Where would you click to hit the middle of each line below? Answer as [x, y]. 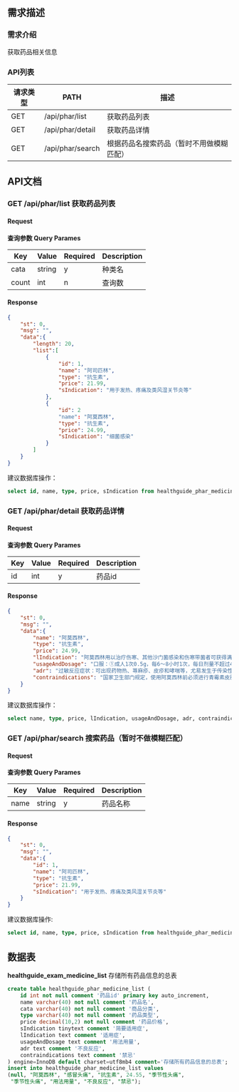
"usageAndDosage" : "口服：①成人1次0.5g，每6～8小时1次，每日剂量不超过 [132, 664]
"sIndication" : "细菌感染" [96, 437]
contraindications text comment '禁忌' [78, 1055]
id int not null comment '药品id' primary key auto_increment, [115, 995]
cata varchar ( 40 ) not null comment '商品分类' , [90, 1009]
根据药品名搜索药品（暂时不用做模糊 [167, 143]
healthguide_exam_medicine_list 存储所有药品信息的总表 [92, 975]
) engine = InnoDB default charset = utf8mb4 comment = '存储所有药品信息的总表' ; [118, 1062]
